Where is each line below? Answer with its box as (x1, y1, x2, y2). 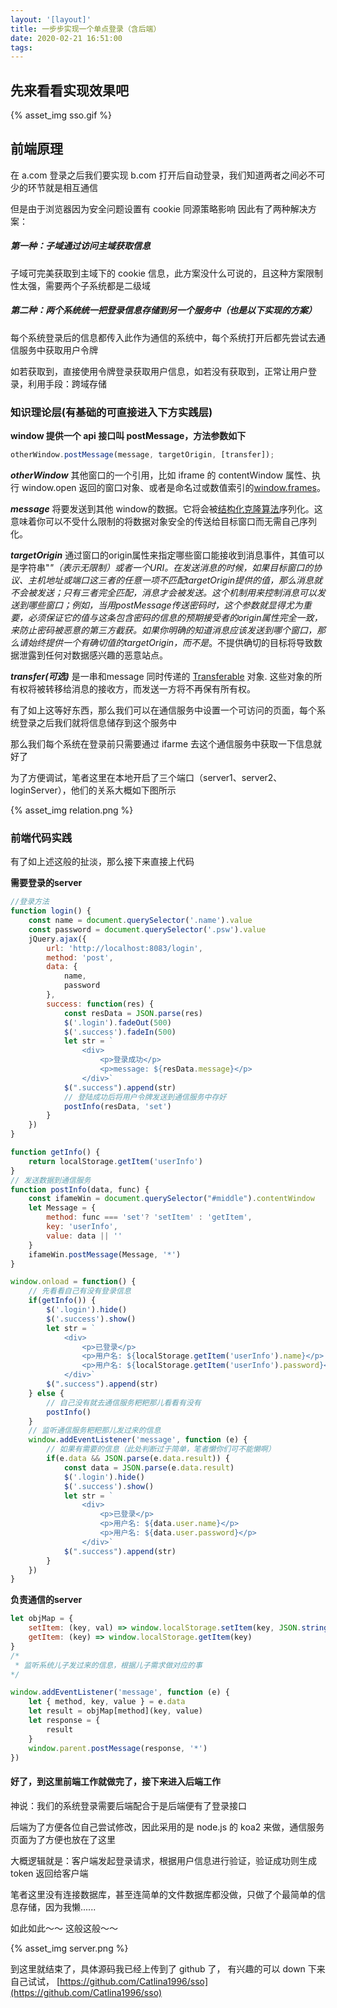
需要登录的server (10, 877, 83, 889)
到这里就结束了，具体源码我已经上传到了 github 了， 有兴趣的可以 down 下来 (10, 1962, 326, 1975)
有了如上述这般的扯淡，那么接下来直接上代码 (10, 856, 195, 868)
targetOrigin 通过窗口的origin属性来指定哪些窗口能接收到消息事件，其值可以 (10, 549, 325, 561)
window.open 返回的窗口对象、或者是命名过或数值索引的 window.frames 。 (21, 481, 326, 493)
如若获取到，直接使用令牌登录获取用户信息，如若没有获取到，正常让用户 (10, 365, 308, 377)
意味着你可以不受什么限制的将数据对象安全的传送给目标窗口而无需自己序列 (10, 515, 317, 527)
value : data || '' (46, 1231, 123, 1241)
